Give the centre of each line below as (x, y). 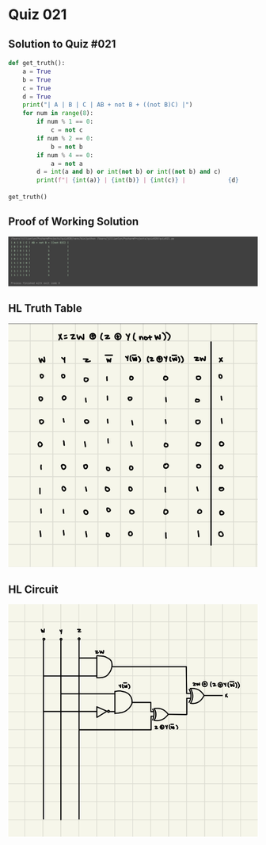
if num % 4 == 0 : (65, 155)
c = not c (66, 130)
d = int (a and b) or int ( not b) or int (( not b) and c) (129, 172)
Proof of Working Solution (74, 222)
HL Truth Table (45, 308)
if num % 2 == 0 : (65, 138)
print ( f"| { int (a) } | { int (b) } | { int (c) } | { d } (138, 180)
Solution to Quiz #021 (62, 44)
